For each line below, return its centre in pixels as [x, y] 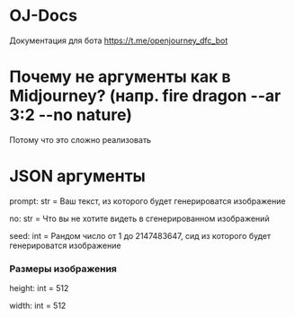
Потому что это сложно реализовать [80, 139]
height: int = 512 [39, 288]
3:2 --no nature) [71, 115]
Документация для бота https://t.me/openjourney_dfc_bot [119, 40]
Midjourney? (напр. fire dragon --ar [145, 96]
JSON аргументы [77, 177]
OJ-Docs [44, 16]
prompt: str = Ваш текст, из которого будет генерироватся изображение [147, 201]
